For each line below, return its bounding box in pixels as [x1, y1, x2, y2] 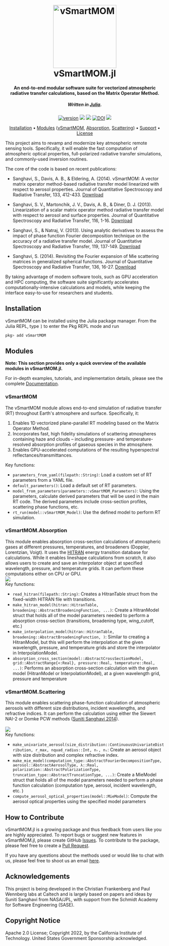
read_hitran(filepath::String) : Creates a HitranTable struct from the [12, 591, 158, 597]
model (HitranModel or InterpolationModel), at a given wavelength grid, [12, 670, 160, 676]
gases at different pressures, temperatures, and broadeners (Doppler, [5, 544, 150, 550]
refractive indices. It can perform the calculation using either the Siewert [5, 710, 156, 716]
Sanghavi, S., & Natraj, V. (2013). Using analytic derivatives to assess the [12, 227, 164, 233]
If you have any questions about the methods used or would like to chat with [5, 852, 164, 858]
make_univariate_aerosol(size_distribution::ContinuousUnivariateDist [12, 742, 164, 748]
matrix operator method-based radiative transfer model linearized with [12, 181, 159, 187]
